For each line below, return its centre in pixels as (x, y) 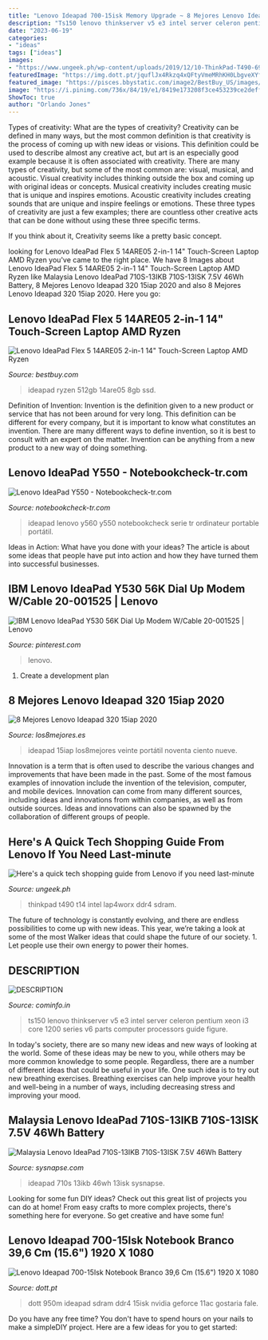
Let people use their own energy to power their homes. (99, 945)
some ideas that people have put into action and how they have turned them (134, 555)
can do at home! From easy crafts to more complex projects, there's (120, 1207)
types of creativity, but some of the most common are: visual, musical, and (131, 170)
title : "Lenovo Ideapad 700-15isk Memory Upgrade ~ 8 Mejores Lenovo (126, 16)
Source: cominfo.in (39, 1005)
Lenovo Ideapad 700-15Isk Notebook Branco (121, 1241)
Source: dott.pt (33, 1287)
